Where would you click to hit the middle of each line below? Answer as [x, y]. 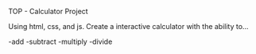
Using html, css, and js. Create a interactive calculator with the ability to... [128, 26]
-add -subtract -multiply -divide [60, 41]
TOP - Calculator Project [48, 11]
